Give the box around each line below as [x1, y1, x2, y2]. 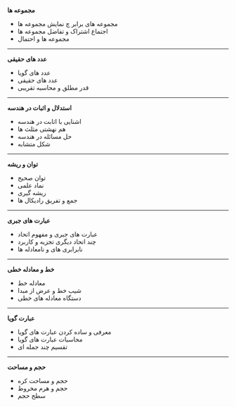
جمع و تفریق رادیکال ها [17, 196, 78, 204]
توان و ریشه [7, 160, 39, 168]
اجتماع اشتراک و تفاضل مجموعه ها [17, 27, 108, 35]
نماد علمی [17, 181, 44, 189]
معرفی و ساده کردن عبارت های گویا [17, 327, 112, 336]
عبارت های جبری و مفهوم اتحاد [17, 230, 98, 238]
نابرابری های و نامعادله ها [17, 245, 83, 253]
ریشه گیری [17, 189, 46, 196]
